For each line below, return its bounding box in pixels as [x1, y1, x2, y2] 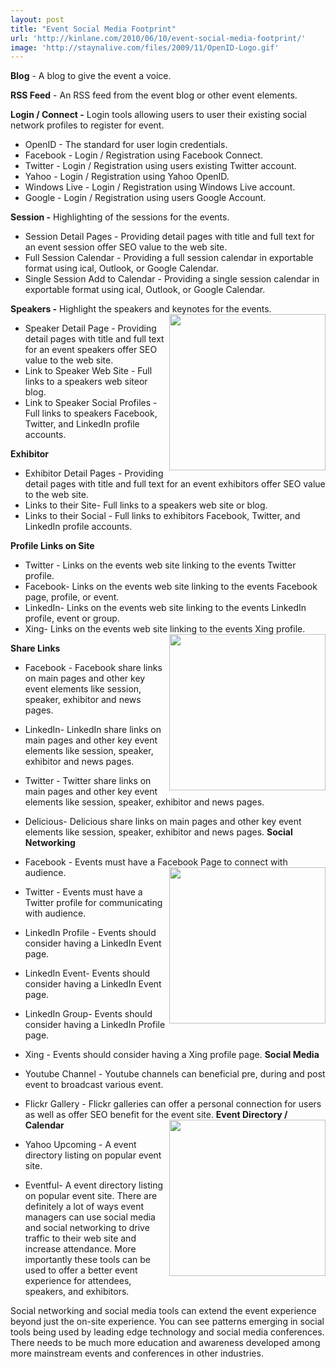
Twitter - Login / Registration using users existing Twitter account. [24, 160, 297, 172]
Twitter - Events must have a [24, 886, 143, 898]
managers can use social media [24, 1211, 156, 1223]
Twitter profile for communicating [24, 897, 163, 909]
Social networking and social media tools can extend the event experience [10, 1305, 317, 1317]
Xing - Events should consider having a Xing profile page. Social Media [24, 1049, 320, 1061]
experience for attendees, [24, 1275, 132, 1287]
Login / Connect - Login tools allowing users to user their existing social [10, 109, 308, 121]
